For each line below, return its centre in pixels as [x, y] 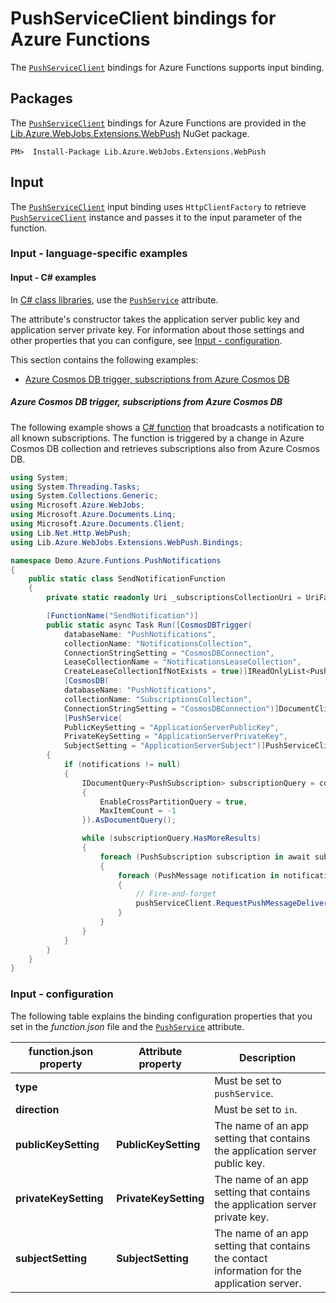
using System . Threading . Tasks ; [75, 487]
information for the [258, 1270]
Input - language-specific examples [99, 254]
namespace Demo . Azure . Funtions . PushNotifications [116, 560]
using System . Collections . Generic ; [84, 496]
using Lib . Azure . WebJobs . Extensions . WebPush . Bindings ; [127, 542]
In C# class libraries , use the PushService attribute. [114, 299]
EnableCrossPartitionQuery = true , [173, 802]
